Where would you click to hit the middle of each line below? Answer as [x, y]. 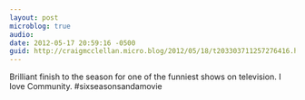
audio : [22, 34]
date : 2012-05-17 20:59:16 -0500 [73, 43]
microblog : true [40, 26]
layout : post [34, 18]
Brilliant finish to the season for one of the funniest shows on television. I [145, 77]
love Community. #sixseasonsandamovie [86, 86]
